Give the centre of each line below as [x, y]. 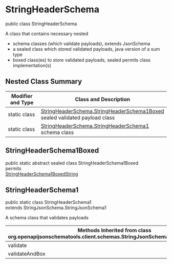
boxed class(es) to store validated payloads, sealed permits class [82, 60]
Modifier [22, 96]
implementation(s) [32, 65]
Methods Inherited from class [115, 231]
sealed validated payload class [78, 118]
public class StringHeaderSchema [41, 24]
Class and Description [103, 99]
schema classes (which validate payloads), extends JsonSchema [81, 43]
